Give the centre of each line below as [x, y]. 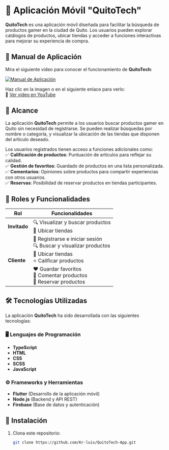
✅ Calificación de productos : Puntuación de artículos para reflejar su [78, 154]
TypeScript [25, 348]
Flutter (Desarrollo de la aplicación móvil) [56, 394]
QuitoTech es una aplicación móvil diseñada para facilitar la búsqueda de [82, 25]
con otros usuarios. [25, 177]
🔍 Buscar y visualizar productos [72, 246]
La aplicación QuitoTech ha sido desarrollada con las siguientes [72, 316]
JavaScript [24, 369]
